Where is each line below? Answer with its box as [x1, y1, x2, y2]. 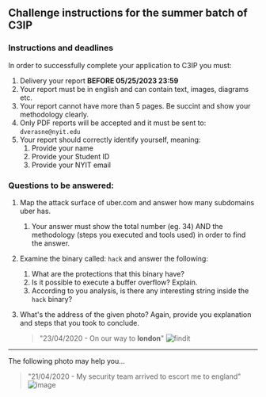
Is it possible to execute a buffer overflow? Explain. [31, 277, 198, 287]
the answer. [31, 238, 70, 248]
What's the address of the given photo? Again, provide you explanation [19, 309, 252, 319]
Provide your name [31, 143, 93, 153]
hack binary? [31, 294, 73, 303]
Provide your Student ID [31, 151, 110, 161]
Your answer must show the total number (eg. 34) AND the [31, 221, 223, 231]
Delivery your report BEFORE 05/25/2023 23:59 [19, 75, 179, 86]
